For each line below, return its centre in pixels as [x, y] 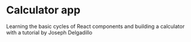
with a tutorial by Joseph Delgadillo [49, 32]
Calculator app [43, 10]
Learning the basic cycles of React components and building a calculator [95, 26]
